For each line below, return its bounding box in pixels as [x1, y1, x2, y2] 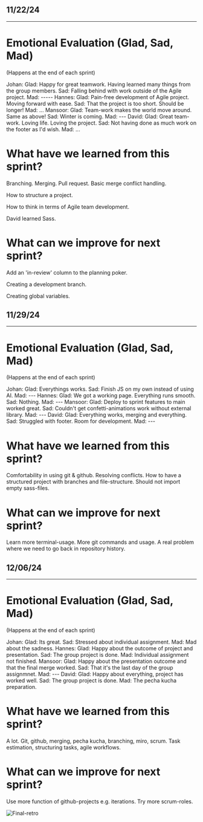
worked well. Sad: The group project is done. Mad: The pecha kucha [6, 677, 177, 684]
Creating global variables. [6, 292, 71, 299]
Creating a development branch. [6, 281, 87, 288]
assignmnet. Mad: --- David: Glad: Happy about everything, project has [6, 671, 184, 677]
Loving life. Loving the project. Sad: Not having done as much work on [21, 119, 197, 126]
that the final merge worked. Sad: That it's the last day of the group [6, 664, 173, 671]
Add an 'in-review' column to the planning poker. [6, 269, 128, 276]
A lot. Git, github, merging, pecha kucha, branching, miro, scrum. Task [6, 737, 181, 745]
